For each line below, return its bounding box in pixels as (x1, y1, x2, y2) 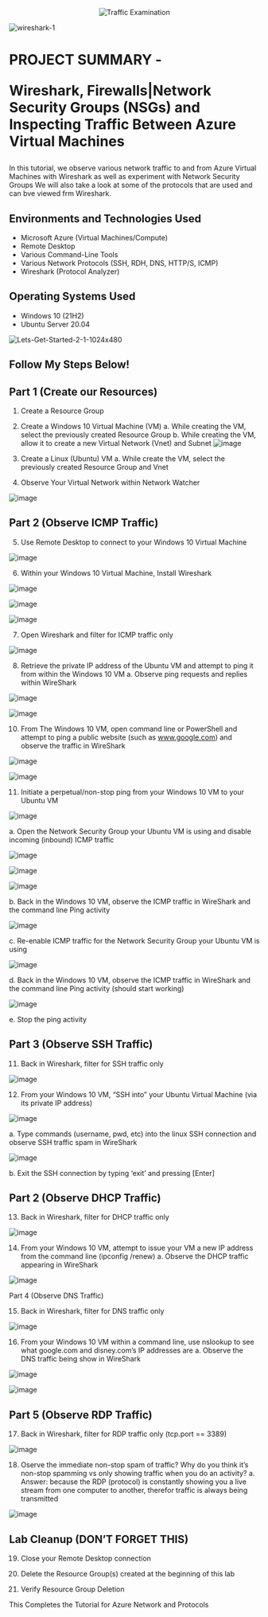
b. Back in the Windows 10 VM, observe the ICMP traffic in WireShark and (9, 896, 251, 906)
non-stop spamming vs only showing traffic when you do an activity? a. (20, 1469, 255, 1478)
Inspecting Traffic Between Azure (9, 115, 237, 134)
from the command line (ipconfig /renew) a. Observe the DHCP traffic (20, 1252, 249, 1261)
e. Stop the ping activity (9, 1014, 87, 1024)
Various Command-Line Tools (20, 250, 118, 259)
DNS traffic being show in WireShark (20, 1354, 142, 1364)
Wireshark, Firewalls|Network (9, 82, 212, 100)
